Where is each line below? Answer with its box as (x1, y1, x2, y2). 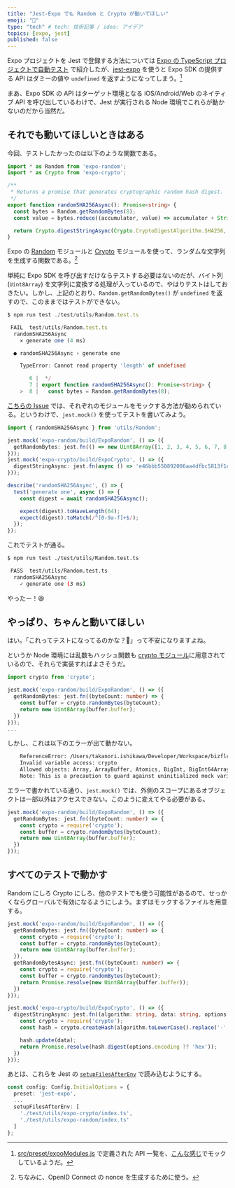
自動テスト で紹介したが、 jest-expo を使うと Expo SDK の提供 (37, 65, 218, 74)
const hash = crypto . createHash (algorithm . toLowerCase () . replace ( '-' (20, 1024, 227, 1031)
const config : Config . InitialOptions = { (7, 1084, 130, 1091)
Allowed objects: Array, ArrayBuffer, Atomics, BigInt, (20, 766, 187, 774)
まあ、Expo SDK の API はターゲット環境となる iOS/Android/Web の (7, 89, 203, 97)
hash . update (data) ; (20, 1037, 77, 1044)
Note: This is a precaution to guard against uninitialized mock (20, 773, 215, 780)
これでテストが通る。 (7, 540, 69, 550)
